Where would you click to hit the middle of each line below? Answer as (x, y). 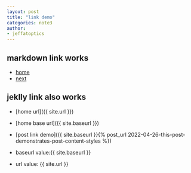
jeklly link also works (46, 97)
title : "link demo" (31, 17)
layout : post (23, 12)
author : (16, 28)
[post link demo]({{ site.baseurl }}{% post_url (71, 134)
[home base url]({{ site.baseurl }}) (57, 123)
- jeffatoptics (26, 34)
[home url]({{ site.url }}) (44, 111)
